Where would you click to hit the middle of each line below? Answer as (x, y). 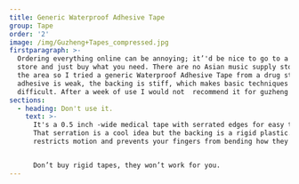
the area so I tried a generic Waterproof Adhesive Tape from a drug (149, 76)
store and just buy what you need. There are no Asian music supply (147, 68)
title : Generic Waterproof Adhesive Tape (87, 17)
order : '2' (29, 34)
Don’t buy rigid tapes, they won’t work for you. (126, 165)
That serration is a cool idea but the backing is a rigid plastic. (162, 133)
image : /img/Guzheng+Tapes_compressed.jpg (89, 42)
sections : (28, 100)
